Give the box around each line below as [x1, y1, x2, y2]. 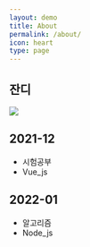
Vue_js [21, 166, 48, 177]
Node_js [21, 227, 53, 238]
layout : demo [9, 13, 58, 22]
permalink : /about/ [9, 30, 82, 38]
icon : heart [9, 38, 53, 47]
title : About [9, 21, 58, 30]
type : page [9, 47, 50, 55]
